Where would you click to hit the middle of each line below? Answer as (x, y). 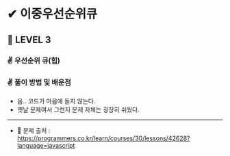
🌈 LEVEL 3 (29, 39)
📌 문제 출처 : (34, 130)
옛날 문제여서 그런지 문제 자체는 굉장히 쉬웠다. (78, 109)
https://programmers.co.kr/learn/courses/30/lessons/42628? (103, 138)
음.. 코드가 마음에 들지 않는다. (56, 101)
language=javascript (46, 145)
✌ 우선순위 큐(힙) (34, 60)
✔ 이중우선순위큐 (52, 14)
